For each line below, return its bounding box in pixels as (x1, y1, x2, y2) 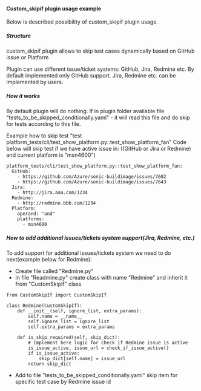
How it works (6, 92, 41, 99)
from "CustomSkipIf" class (15, 280, 82, 287)
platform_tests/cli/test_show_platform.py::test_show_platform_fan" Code (6, 139, 186, 146)
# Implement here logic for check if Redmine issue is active (28, 340, 188, 346)
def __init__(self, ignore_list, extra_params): (17, 308, 142, 314)
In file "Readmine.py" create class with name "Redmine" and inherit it (15, 274, 188, 281)
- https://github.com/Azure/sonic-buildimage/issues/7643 (17, 179, 166, 185)
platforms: (17, 216, 45, 222)
